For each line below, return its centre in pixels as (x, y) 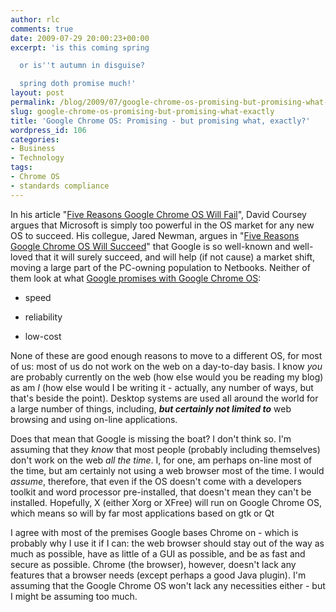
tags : (21, 167)
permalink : (33, 102)
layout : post (37, 93)
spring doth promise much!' (78, 84)
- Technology (37, 158)
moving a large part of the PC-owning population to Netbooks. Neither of (160, 267)
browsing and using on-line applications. (94, 419)
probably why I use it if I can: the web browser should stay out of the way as (167, 543)
